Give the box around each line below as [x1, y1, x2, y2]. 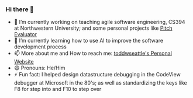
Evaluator [13, 31, 37, 38]
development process [13, 43, 67, 50]
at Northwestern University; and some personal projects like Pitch [13, 24, 173, 32]
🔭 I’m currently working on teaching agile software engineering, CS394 [13, 19, 185, 26]
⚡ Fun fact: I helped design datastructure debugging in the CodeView [13, 71, 181, 78]
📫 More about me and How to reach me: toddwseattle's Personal [13, 50, 172, 57]
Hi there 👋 [5, 5, 35, 13]
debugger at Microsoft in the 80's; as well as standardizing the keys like [13, 79, 188, 86]
